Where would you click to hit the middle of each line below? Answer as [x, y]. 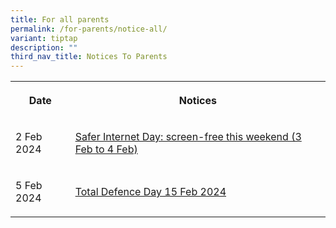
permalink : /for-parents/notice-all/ [89, 29]
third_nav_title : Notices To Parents [89, 57]
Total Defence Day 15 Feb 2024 [150, 192]
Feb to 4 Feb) [106, 149]
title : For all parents [60, 19]
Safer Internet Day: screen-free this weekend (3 [188, 137]
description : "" [44, 47]
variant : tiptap [44, 38]
